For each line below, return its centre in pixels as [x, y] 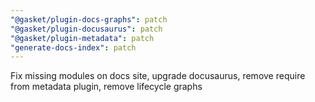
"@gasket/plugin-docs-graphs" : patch [89, 19]
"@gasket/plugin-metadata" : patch [82, 38]
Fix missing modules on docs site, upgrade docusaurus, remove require [158, 76]
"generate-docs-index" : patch [73, 47]
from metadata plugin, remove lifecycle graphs [106, 87]
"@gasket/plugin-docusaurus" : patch [86, 29]
